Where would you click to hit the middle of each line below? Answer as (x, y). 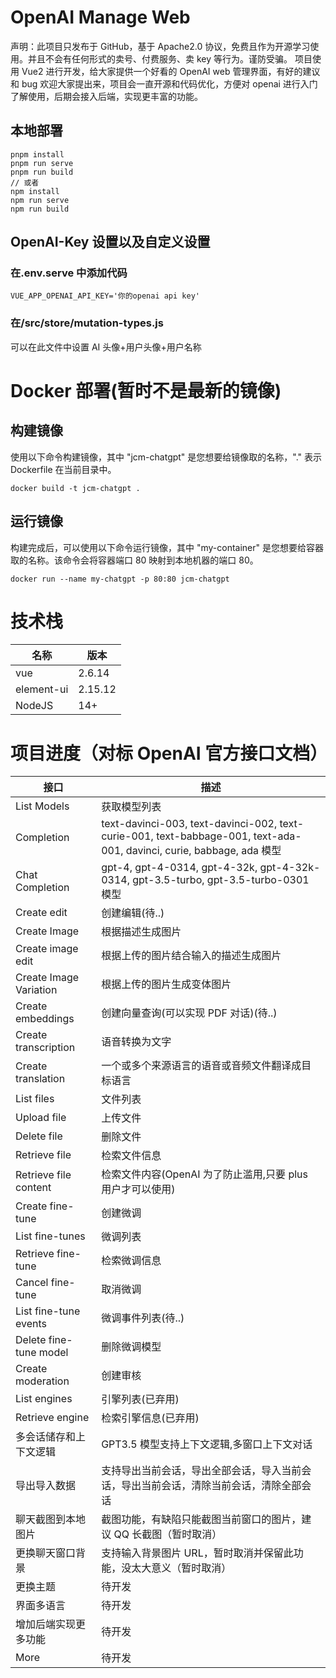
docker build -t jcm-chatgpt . (75, 488)
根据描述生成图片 (141, 932)
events (31, 1324)
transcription (45, 1048)
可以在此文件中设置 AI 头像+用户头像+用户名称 (106, 347)
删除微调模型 (131, 1347)
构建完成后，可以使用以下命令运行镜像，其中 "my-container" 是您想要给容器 (167, 547)
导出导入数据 (46, 1486)
